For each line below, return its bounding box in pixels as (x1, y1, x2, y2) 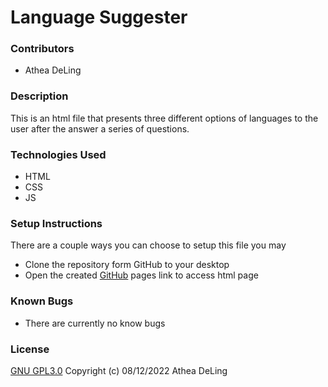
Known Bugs (10, 294, 74, 308)
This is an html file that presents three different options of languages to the (10, 112, 319, 124)
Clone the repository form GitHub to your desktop (24, 259, 230, 271)
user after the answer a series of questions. (10, 122, 190, 135)
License (10, 342, 50, 356)
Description (10, 89, 69, 103)
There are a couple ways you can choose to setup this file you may (10, 239, 287, 251)
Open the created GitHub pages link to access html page (24, 269, 259, 281)
